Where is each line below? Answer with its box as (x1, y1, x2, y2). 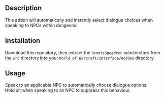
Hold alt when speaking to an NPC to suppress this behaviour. (5, 87, 131, 93)
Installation (5, 36, 40, 45)
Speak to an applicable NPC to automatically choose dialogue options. (5, 82, 148, 88)
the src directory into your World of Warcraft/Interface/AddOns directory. (5, 55, 155, 61)
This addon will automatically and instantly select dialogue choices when (5, 17, 153, 23)
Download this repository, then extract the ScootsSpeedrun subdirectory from (5, 49, 161, 56)
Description (5, 4, 42, 12)
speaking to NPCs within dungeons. (5, 22, 78, 28)
